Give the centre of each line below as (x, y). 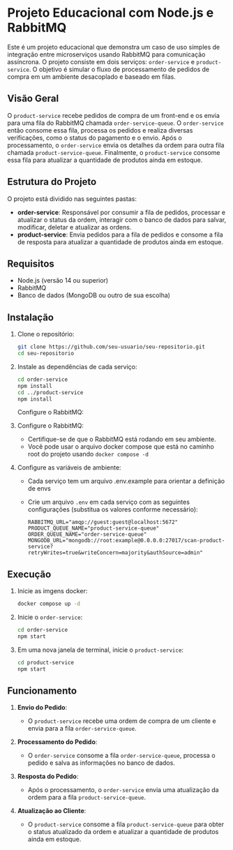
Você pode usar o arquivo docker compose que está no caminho (121, 447)
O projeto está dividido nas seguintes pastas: (72, 199)
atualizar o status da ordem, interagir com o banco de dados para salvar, (122, 219)
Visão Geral (33, 99)
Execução (29, 574)
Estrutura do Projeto (52, 182)
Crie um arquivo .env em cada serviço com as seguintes (109, 502)
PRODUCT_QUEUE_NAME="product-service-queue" (93, 528)
